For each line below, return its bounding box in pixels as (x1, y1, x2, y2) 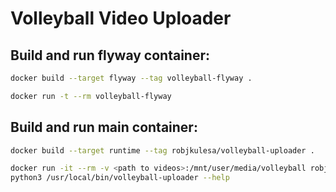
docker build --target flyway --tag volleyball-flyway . (10, 73, 253, 83)
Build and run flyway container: (10, 47, 210, 64)
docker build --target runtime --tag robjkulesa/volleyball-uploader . (10, 145, 315, 156)
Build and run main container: (10, 119, 198, 136)
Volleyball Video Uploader (10, 7, 232, 30)
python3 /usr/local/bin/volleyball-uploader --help (10, 173, 230, 183)
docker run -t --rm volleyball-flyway (10, 91, 172, 101)
